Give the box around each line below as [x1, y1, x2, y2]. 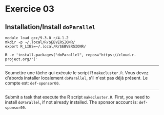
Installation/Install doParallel [5, 23, 96, 31]
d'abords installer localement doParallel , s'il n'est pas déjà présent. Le [5, 75, 148, 81]
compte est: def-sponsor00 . [5, 80, 60, 86]
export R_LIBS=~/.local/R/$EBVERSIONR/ [5, 44, 86, 49]
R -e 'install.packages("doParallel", [5, 52, 84, 57]
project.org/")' [5, 57, 38, 62]
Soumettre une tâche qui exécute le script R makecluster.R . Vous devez [5, 70, 149, 76]
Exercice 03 [5, 3, 55, 15]
